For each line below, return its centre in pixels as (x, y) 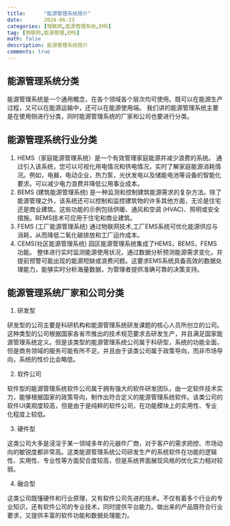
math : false (24, 39)
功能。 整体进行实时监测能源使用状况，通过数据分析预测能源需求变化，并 (120, 252)
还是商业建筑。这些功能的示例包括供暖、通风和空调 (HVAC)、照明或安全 (118, 209)
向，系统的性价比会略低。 (43, 359)
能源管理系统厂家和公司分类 (66, 292)
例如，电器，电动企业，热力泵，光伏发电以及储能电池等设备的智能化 (125, 175)
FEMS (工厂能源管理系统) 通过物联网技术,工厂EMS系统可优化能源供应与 (117, 226)
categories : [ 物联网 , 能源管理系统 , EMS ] (59, 26)
